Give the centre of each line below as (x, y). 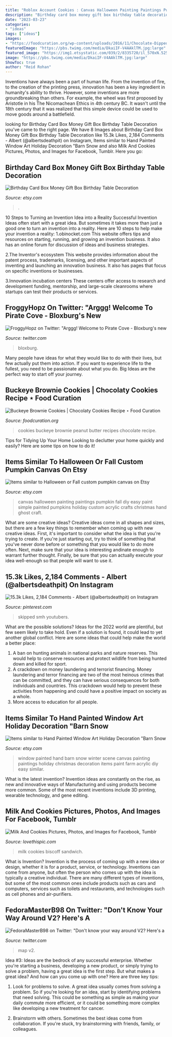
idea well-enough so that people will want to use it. (59, 561)
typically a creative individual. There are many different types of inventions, (85, 877)
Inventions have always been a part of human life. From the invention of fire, (85, 82)
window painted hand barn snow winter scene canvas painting (84, 758)
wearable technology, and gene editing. (47, 795)
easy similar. (31, 769)
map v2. (26, 950)
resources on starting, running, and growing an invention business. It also (83, 239)
